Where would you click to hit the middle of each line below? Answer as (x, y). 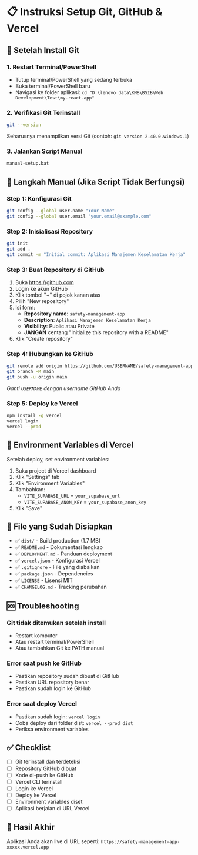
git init (17, 243)
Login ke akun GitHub (41, 288)
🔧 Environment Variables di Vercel (70, 445)
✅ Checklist (29, 748)
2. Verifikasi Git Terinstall (43, 112)
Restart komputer (36, 636)
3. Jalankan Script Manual (45, 151)
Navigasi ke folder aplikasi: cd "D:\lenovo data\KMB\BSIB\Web (89, 92)
